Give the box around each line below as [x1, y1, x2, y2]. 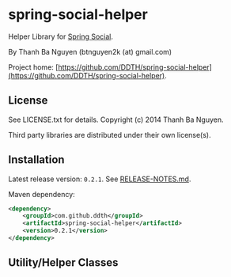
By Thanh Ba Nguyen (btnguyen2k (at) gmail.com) [8, 47, 172, 56]
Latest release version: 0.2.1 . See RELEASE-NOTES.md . [8, 174, 191, 184]
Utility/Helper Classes [8, 256, 119, 270]
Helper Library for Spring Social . [8, 32, 113, 41]
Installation [8, 153, 65, 167]
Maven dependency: [8, 189, 75, 199]
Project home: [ [8, 62, 59, 72]
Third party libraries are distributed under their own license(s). [8, 130, 211, 139]
